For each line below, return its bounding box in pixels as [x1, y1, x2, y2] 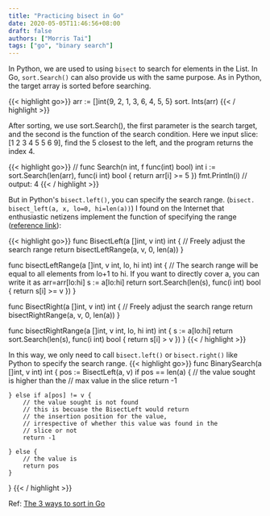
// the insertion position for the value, [23, 413, 168, 421]
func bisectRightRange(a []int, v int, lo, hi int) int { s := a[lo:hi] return [8, 326, 234, 335]
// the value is [23, 455, 78, 464]
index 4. [8, 147, 35, 156]
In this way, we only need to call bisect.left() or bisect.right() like [8, 350, 238, 360]
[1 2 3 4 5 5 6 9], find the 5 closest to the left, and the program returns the [8, 138, 254, 148]
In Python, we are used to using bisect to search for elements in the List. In [8, 64, 258, 73]
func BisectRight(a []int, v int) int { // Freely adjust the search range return [8, 302, 253, 311]
